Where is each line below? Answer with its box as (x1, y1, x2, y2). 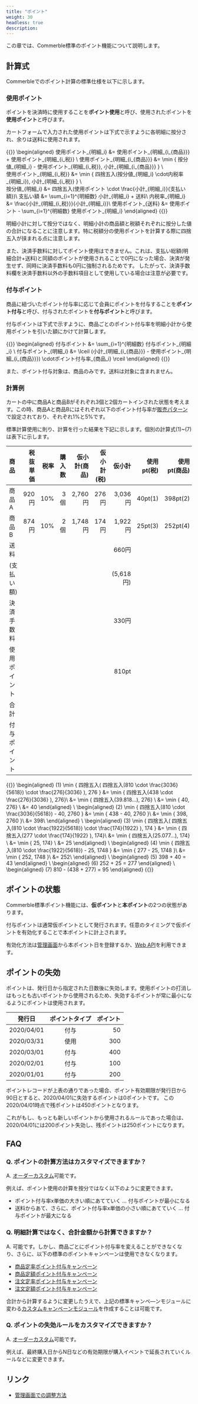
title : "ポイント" (6, 8, 48, 15)
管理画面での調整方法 (14, 1391, 67, 1398)
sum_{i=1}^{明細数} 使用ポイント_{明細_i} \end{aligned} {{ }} (23, 207, 168, 214)
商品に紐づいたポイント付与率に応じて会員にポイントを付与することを (6, 300, 177, 307)
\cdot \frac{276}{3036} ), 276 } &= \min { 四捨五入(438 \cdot (25, 788, 173, 795)
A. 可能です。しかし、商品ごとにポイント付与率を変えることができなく (6, 1243, 177, 1250)
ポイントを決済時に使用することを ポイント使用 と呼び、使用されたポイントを (6, 109, 192, 116)
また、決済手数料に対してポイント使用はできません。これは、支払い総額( (6, 248, 184, 255)
